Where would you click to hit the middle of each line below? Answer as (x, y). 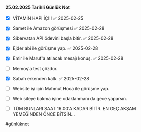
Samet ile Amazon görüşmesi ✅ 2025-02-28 (58, 28)
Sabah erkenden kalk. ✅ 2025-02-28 (51, 78)
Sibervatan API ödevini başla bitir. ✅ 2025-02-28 (63, 38)
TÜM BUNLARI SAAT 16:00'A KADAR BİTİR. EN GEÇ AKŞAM (74, 108)
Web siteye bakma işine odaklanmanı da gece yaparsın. (70, 98)
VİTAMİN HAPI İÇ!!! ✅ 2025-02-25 (48, 18)
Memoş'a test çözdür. (35, 68)
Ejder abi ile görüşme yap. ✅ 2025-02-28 (55, 48)
